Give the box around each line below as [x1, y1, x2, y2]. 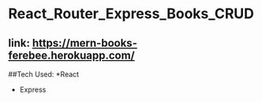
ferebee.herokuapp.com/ [8, 48, 136, 62]
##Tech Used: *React [8, 70, 80, 79]
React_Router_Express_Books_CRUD [8, 5, 255, 23]
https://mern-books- [32, 36, 138, 50]
